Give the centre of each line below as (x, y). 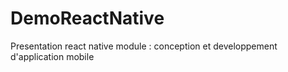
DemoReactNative (87, 18)
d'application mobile (52, 56)
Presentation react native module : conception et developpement (144, 46)
